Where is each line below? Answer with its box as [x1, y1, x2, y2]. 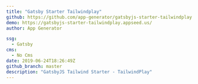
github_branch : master [6, 63, 62, 69]
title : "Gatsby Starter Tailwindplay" [6, 8, 102, 15]
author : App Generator [6, 25, 62, 31]
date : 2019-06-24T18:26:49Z [6, 57, 76, 64]
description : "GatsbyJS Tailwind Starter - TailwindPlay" [6, 69, 152, 75]
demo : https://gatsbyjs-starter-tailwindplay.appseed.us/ [6, 20, 152, 25]
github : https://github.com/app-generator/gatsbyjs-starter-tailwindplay [6, 14, 193, 20]
